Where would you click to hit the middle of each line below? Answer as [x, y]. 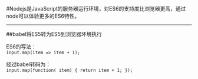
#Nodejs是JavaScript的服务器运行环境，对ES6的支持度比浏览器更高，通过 [96, 9]
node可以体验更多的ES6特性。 [43, 16]
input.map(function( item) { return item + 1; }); [70, 70]
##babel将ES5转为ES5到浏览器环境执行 [54, 34]
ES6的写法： [22, 47]
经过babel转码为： [29, 64]
